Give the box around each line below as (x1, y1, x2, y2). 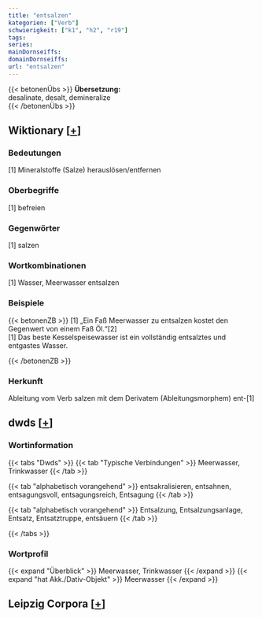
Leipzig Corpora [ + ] (8, 598, 106, 611)
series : (8, 41, 34, 49)
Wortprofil (8, 548, 49, 559)
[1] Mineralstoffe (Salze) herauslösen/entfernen (8, 165, 161, 175)
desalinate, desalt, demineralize (8, 92, 112, 102)
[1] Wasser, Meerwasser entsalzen (8, 278, 120, 287)
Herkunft (8, 376, 43, 387)
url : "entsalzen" (8, 63, 65, 71)
